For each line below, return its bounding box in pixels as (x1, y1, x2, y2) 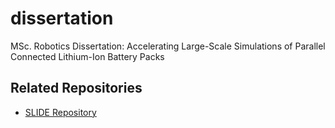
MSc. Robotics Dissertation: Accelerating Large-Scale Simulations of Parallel (10, 40, 326, 52)
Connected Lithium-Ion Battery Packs (10, 50, 165, 62)
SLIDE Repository (24, 106, 97, 118)
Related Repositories (10, 80, 143, 97)
